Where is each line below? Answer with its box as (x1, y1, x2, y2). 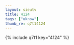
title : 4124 (5, 12, 30, 17)
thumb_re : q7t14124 (5, 21, 46, 26)
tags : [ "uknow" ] (5, 16, 39, 21)
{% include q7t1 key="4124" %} (5, 35, 70, 41)
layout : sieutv (5, 7, 37, 12)
